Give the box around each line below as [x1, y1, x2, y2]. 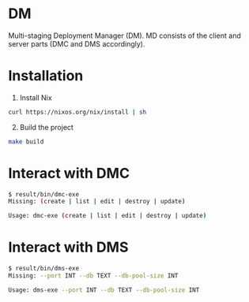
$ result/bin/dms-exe [8, 265, 80, 273]
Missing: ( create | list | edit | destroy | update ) [8, 198, 186, 206]
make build [8, 137, 44, 146]
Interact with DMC [8, 164, 130, 182]
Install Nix [19, 92, 53, 103]
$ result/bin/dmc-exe [8, 190, 80, 198]
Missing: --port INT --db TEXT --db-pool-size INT [8, 272, 179, 280]
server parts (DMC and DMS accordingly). [8, 39, 145, 48]
